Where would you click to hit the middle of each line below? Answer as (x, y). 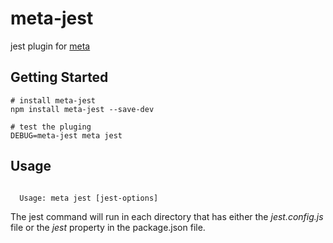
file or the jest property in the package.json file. (108, 227)
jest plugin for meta (50, 46)
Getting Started (59, 77)
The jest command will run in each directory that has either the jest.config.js (167, 216)
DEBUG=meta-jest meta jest (66, 135)
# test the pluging (51, 127)
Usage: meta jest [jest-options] (89, 198)
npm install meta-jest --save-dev (82, 109)
